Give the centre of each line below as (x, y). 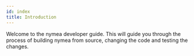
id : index (18, 11)
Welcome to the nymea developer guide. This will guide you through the (93, 34)
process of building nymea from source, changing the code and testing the (97, 40)
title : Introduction (32, 17)
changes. (17, 46)
